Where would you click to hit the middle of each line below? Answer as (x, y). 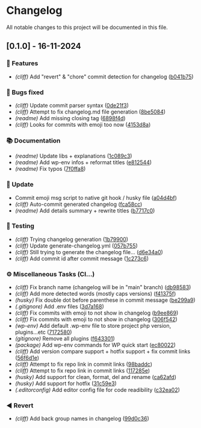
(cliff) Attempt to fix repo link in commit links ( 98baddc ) (83, 364)
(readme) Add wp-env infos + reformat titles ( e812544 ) (83, 162)
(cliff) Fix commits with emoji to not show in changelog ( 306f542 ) (96, 319)
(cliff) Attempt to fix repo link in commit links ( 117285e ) (82, 371)
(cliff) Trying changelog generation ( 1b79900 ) (71, 239)
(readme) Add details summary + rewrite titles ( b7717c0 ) (85, 210)
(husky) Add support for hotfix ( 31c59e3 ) (66, 383)
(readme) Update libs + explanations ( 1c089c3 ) (73, 156)
